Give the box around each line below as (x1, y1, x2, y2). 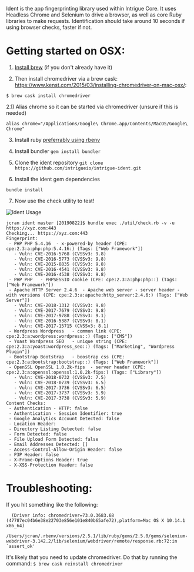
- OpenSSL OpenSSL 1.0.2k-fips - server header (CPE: (8, 364, 146, 370)
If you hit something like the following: (6, 501, 98, 508)
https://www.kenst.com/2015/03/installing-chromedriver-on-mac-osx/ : (14, 81, 187, 88)
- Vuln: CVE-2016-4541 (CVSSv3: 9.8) (14, 266, 107, 272)
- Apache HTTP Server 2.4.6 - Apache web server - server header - (8, 287, 180, 293)
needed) (6, 109, 27, 117)
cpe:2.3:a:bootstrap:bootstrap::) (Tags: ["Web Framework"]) (6, 359, 159, 365)
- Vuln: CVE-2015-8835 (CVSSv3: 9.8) (14, 261, 107, 267)
